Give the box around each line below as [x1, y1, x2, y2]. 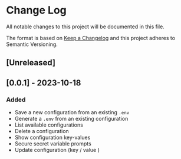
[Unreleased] [6, 58, 56, 68]
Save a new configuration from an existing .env [14, 109, 130, 116]
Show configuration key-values [14, 134, 91, 141]
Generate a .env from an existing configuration [14, 115, 129, 122]
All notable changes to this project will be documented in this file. [6, 23, 165, 30]
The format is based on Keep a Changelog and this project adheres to [6, 34, 176, 41]
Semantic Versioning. [6, 41, 58, 48]
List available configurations [14, 121, 84, 128]
